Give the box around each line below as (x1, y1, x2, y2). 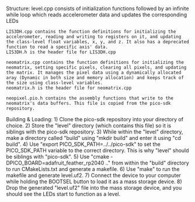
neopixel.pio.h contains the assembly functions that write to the (6, 95, 174, 101)
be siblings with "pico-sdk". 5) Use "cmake (6, 153, 110, 160)
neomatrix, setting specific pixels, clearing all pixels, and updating (6, 64, 187, 70)
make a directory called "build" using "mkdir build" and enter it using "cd (6, 135, 181, 141)
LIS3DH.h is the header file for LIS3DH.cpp (6, 49, 116, 55)
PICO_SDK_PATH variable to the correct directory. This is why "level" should (6, 147, 189, 154)
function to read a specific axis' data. (6, 44, 109, 50)
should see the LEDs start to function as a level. (6, 190, 121, 197)
